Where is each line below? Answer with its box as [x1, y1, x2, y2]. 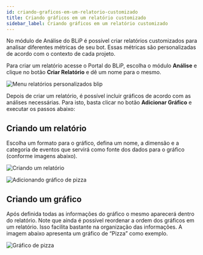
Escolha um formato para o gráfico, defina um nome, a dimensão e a [6, 139, 179, 147]
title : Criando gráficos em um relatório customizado [6, 15, 147, 21]
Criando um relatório [6, 123, 87, 134]
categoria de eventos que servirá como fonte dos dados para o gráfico [6, 146, 185, 153]
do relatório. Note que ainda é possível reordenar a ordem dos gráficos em [6, 217, 194, 224]
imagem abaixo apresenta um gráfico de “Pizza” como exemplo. [6, 230, 168, 237]
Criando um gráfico [6, 194, 82, 204]
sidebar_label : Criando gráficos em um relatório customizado [6, 20, 168, 26]
